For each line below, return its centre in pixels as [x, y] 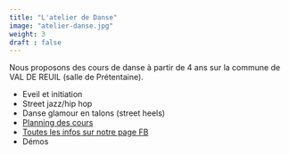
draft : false [36, 42]
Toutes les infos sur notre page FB [85, 132]
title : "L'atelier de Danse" [63, 17]
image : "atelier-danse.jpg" [62, 26]
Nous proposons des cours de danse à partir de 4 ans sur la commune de [145, 68]
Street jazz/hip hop [57, 104]
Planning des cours [58, 123]
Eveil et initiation [52, 94]
